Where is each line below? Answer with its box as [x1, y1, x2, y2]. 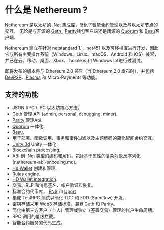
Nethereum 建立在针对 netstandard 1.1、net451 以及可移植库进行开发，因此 [5, 45, 159, 51]
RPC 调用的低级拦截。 [12, 213, 58, 219]
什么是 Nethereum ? [5, 4, 88, 16]
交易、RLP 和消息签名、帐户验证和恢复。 [12, 182, 96, 188]
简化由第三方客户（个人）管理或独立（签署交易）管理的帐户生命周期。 [12, 207, 157, 213]
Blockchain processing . [12, 147, 61, 153]
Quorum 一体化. [12, 123, 45, 129]
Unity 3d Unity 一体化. [12, 141, 58, 147]
